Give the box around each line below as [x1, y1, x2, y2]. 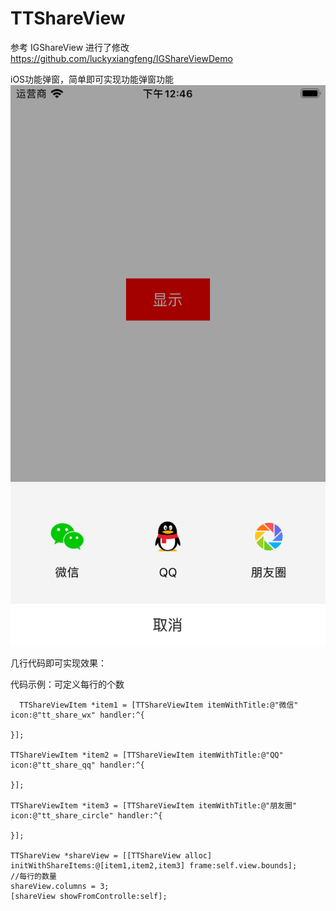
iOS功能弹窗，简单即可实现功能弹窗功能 [10, 73, 175, 85]
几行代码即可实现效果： [10, 657, 107, 669]
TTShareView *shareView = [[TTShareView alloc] [10, 851, 213, 861]
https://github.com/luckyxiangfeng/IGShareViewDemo [10, 52, 233, 64]
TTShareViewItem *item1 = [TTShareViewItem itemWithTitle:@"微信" [19, 700, 299, 711]
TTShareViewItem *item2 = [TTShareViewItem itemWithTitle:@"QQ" [10, 750, 284, 761]
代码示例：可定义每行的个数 [10, 678, 125, 691]
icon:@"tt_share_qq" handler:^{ [10, 760, 145, 771]
